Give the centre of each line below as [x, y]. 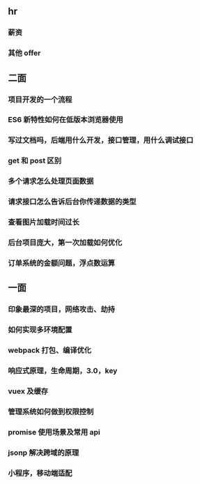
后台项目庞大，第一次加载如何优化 [65, 242]
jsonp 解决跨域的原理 [44, 453]
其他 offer [24, 53]
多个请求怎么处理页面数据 [51, 181]
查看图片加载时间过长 [44, 222]
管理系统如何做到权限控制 [51, 411]
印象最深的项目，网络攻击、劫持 [62, 310]
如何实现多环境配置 [40, 330]
